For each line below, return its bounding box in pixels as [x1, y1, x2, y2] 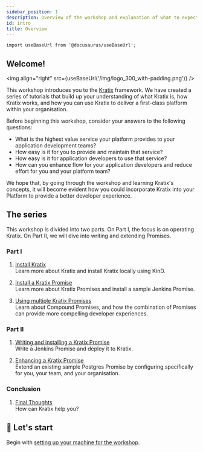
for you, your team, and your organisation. [14, 370, 120, 377]
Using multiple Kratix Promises [14, 297, 92, 305]
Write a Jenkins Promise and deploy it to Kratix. [14, 345, 134, 352]
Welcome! [6, 59, 45, 69]
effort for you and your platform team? [14, 167, 111, 175]
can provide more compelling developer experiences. [14, 310, 148, 317]
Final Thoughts [14, 398, 53, 405]
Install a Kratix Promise [14, 279, 72, 286]
